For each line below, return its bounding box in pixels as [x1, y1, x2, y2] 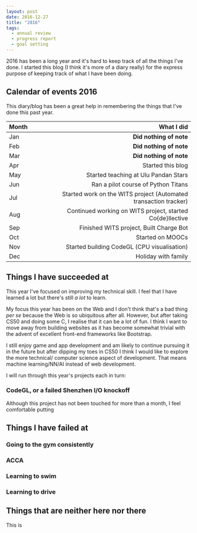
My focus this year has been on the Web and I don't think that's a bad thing [6, 305, 188, 312]
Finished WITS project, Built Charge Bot [79, 224, 188, 232]
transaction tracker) [133, 197, 188, 205]
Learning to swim [6, 472, 57, 480]
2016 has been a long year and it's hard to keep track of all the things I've [6, 57, 184, 65]
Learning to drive [6, 488, 56, 496]
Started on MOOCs [135, 233, 188, 241]
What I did [158, 123, 188, 131]
